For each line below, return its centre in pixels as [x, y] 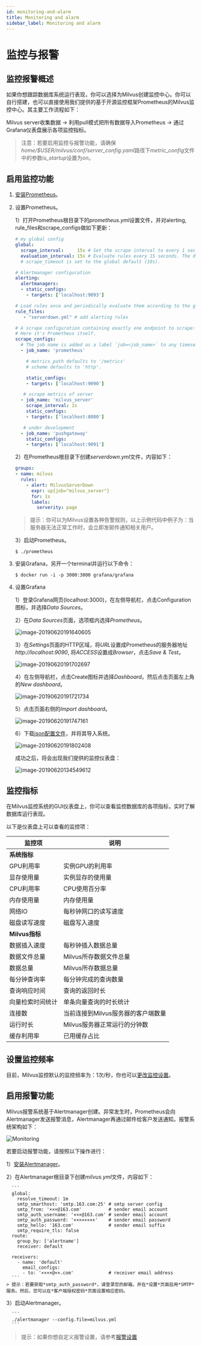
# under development [49, 428]
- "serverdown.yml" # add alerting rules [76, 317]
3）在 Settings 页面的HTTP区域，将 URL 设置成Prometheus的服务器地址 [101, 645]
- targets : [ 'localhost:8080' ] [65, 417]
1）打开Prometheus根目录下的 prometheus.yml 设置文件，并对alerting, [101, 220]
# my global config [39, 239]
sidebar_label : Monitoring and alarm [54, 23]
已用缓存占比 [82, 1036]
